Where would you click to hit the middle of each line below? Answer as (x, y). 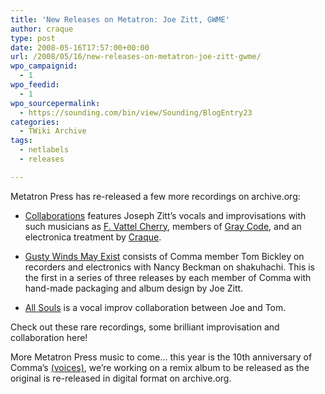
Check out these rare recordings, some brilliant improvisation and (145, 327)
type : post (33, 38)
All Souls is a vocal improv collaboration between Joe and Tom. (155, 307)
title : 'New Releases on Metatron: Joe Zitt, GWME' (120, 19)
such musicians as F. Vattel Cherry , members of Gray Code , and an (163, 226)
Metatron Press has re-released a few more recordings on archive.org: (155, 196)
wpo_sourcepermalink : (55, 103)
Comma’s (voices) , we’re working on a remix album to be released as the (160, 367)
